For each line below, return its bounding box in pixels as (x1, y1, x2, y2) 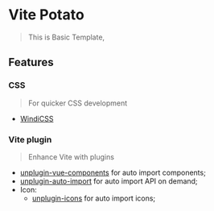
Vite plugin (8, 134, 52, 145)
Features (8, 56, 54, 69)
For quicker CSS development (27, 98, 128, 108)
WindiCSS (19, 114, 54, 123)
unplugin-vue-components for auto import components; (19, 168, 207, 177)
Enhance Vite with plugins (27, 151, 115, 162)
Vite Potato (8, 6, 84, 24)
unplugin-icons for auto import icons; (31, 193, 156, 203)
